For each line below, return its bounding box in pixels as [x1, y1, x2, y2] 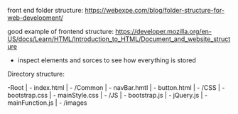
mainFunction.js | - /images [7, 98, 87, 107]
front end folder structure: [7, 6, 84, 14]
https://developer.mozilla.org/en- [114, 28, 212, 35]
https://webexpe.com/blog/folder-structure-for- [85, 6, 225, 14]
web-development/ [7, 13, 64, 22]
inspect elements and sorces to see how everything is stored [17, 56, 197, 64]
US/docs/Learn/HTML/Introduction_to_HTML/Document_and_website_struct [7, 35, 231, 43]
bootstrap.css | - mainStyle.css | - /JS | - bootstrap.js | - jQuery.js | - [7, 91, 208, 99]
